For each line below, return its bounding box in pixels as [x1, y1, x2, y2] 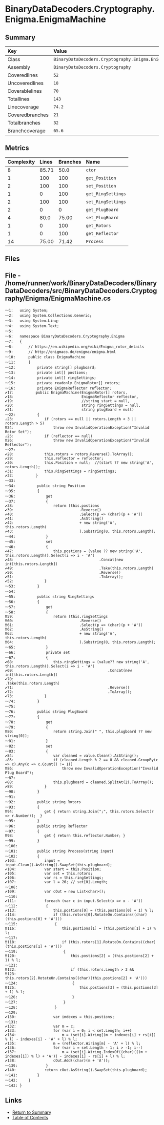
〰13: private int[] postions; [5, 370, 88, 375]
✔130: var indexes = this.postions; [5, 1015, 115, 1020]
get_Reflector [86, 230, 119, 236]
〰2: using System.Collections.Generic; [5, 313, 92, 318]
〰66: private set [5, 650, 70, 655]
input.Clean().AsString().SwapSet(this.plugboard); [5, 863, 112, 868]
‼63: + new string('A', [5, 631, 117, 636]
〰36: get [5, 494, 53, 499]
